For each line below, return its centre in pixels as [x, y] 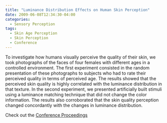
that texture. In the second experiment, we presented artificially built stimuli [84, 89]
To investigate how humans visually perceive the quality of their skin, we [80, 57]
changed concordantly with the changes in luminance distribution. [74, 105]
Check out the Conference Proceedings [46, 115]
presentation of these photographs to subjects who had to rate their [76, 73]
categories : [18, 19]
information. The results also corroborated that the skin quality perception [82, 100]
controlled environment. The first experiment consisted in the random [77, 68]
